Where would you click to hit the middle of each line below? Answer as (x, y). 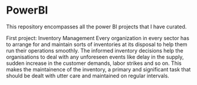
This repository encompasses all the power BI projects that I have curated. (96, 27)
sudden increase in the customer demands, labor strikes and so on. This (94, 63)
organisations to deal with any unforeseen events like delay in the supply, (95, 57)
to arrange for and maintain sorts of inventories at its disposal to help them (97, 44)
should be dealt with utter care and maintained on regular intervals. (88, 76)
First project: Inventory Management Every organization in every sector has (98, 38)
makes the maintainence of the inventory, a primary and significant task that (98, 69)
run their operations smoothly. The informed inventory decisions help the (95, 50)
